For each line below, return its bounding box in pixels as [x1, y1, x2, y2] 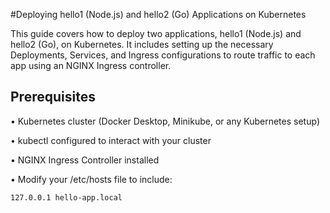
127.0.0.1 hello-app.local [10, 192, 123, 203]
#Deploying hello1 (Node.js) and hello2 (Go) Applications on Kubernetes [10, 9, 307, 20]
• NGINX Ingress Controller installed [10, 154, 160, 166]
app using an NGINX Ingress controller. [10, 60, 172, 71]
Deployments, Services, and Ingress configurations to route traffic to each [10, 49, 316, 61]
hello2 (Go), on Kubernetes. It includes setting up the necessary [10, 39, 274, 50]
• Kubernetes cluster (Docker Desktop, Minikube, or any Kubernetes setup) [10, 115, 320, 127]
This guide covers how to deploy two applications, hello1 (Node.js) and [10, 28, 302, 39]
